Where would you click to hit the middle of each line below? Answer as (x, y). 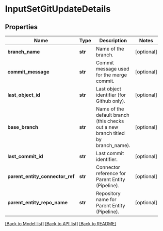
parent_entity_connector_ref (41, 176)
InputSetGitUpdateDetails (58, 9)
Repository (108, 193)
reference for (111, 173)
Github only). (111, 101)
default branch (113, 115)
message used (113, 69)
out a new (107, 127)
